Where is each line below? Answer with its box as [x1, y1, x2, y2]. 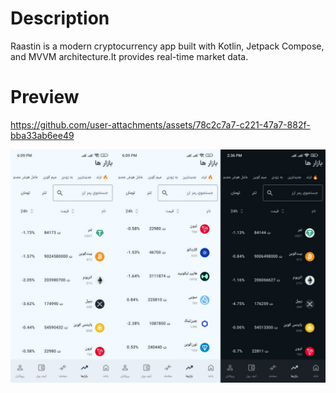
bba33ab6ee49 [10, 129, 75, 141]
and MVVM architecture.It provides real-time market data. [10, 50, 249, 62]
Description [10, 7, 110, 30]
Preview [10, 86, 80, 109]
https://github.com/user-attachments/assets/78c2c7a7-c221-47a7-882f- [10, 118, 311, 131]
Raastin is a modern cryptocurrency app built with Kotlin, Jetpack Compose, [10, 40, 325, 52]
